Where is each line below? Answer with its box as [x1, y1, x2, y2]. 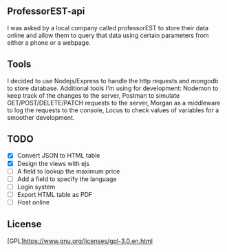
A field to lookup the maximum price [17, 167, 120, 175]
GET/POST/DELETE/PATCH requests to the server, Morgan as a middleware [7, 98, 221, 107]
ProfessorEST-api [7, 6, 85, 17]
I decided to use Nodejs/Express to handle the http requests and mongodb [7, 76, 219, 85]
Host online [17, 198, 50, 206]
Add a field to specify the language [17, 175, 117, 183]
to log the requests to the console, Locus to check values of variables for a [7, 106, 219, 114]
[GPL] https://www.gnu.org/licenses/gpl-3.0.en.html [7, 237, 153, 245]
